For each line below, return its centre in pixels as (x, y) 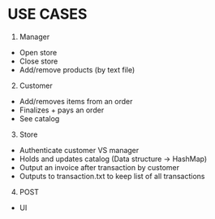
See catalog (39, 118)
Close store (39, 61)
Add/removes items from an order (76, 101)
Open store (38, 52)
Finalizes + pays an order (62, 110)
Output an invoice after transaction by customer (99, 167)
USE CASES (47, 14)
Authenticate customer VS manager (79, 150)
